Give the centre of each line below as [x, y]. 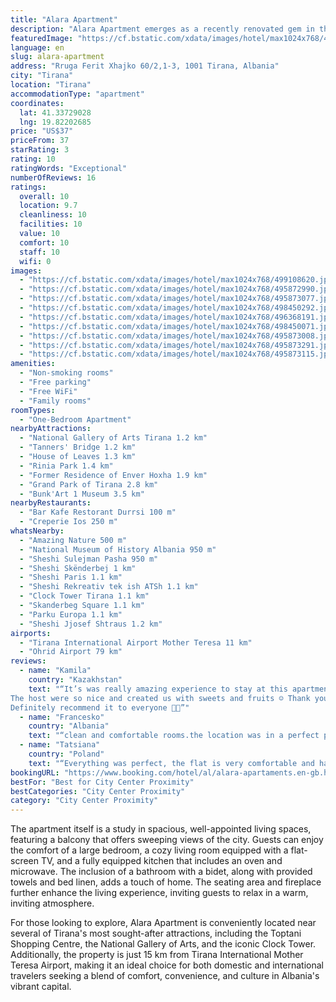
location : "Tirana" [51, 85]
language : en [37, 47]
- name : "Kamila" [55, 671]
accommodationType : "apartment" [77, 94]
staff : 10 [39, 252]
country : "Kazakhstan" [75, 680]
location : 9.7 [48, 206]
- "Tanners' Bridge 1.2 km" [78, 447]
